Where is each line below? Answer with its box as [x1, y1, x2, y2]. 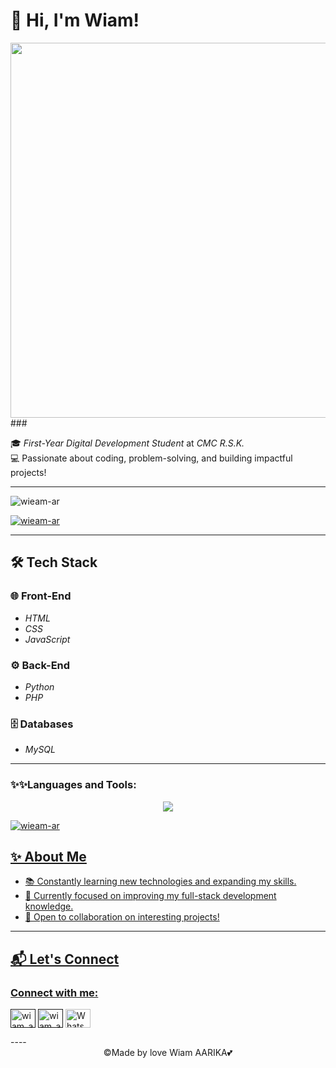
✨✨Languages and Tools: [10, 778, 137, 792]
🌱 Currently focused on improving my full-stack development [24, 890, 277, 902]
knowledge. [24, 900, 74, 913]
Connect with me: [10, 985, 99, 999]
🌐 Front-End [10, 589, 72, 603]
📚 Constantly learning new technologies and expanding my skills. [24, 875, 297, 888]
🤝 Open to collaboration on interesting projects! [24, 911, 220, 923]
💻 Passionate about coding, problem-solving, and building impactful [10, 452, 293, 464]
